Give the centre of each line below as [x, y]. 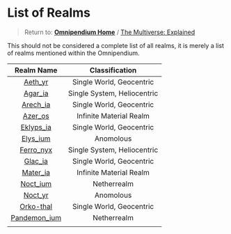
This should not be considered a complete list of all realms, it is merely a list [116, 45]
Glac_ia [36, 161]
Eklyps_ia [36, 127]
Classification [113, 70]
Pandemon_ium [36, 217]
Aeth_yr [36, 81]
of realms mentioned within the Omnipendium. [74, 53]
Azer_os [36, 116]
